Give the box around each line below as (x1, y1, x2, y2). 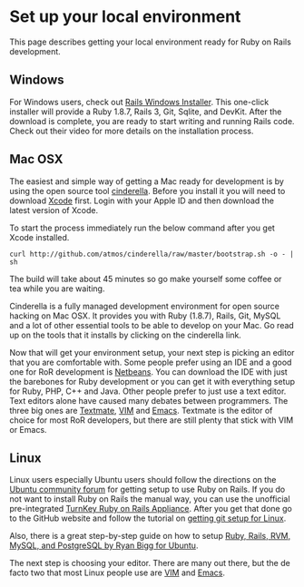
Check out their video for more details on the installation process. (9, 125, 254, 136)
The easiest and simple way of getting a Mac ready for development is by (9, 175, 284, 187)
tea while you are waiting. (9, 283, 105, 294)
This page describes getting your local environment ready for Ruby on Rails (9, 36, 292, 47)
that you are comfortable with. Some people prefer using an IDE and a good (9, 357, 292, 367)
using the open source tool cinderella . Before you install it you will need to (9, 185, 286, 196)
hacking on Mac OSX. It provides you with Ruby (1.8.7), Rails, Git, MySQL (9, 310, 281, 321)
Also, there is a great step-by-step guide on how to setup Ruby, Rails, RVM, (9, 531, 291, 542)
